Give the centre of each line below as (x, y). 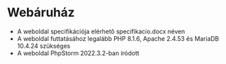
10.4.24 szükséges (44, 46)
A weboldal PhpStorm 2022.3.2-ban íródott (78, 53)
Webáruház (41, 13)
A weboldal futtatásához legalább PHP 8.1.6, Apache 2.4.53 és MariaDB (118, 38)
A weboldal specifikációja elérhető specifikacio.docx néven (101, 31)
